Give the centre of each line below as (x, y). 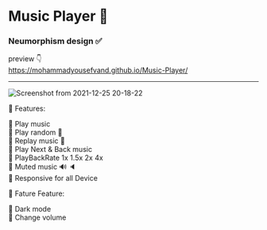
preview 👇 (25, 59)
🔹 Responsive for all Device (53, 178)
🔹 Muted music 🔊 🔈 (43, 167)
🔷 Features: (27, 109)
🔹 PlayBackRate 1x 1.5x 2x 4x (56, 158)
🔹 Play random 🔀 (35, 133)
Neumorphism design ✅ (55, 41)
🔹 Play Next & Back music (50, 150)
